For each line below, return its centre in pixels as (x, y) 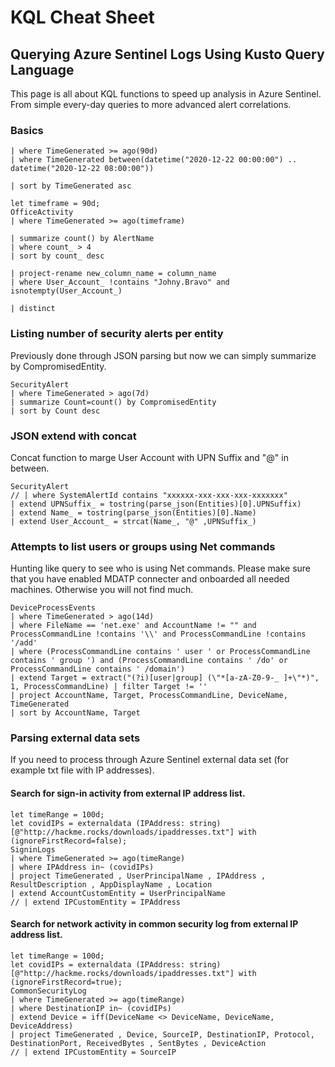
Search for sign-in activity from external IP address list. (128, 793)
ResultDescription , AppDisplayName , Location (111, 884)
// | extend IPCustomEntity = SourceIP (93, 1052)
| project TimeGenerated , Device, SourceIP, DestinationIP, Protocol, (162, 1034)
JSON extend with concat (73, 436)
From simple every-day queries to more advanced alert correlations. (151, 104)
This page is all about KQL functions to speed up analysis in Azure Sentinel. (166, 94)
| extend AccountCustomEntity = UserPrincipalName (118, 893)
